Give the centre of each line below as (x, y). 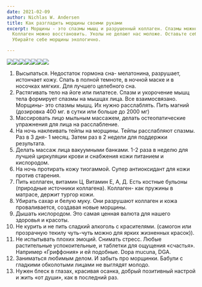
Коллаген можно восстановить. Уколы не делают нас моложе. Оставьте (100, 34)
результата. (30, 143)
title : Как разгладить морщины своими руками (64, 23)
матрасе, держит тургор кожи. (55, 195)
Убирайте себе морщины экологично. (57, 40)
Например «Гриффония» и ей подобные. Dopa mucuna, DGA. (93, 252)
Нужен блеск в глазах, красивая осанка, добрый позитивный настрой (105, 271)
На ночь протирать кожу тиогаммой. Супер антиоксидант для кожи (103, 169)
